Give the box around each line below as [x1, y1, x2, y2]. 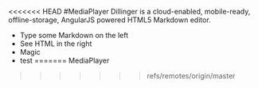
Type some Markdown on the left [19, 31, 129, 40]
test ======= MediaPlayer [19, 55, 110, 65]
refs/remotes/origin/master [147, 71, 236, 80]
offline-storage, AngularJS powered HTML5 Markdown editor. [8, 15, 211, 25]
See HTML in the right [19, 39, 92, 48]
